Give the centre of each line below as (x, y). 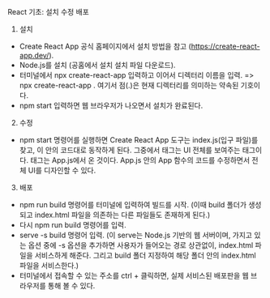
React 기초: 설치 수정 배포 (49, 12)
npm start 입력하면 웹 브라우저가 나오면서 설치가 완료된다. (111, 105)
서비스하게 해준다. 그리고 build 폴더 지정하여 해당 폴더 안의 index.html (145, 255)
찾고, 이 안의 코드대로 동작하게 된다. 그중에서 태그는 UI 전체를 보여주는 (130, 150)
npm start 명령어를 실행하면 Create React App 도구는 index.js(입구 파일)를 (139, 140)
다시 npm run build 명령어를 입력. (73, 225)
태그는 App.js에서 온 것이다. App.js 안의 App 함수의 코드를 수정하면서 (140, 160)
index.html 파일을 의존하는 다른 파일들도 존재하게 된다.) (122, 215)
